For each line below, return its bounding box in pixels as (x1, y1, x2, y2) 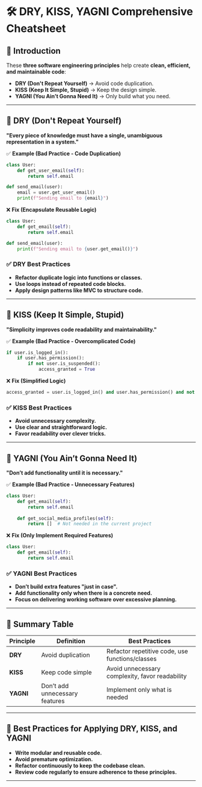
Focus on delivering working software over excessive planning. (14, 596, 177, 603)
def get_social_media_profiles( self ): (17, 515, 114, 522)
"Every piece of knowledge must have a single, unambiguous (6, 131, 163, 139)
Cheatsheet (6, 22, 66, 36)
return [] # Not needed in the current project (28, 521, 152, 527)
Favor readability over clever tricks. (14, 430, 106, 437)
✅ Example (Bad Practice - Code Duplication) (6, 150, 121, 157)
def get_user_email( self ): (17, 167, 85, 174)
